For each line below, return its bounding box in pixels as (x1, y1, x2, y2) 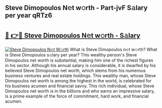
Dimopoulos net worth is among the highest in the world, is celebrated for (5, 78, 152, 83)
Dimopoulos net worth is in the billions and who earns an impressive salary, (5, 88, 155, 94)
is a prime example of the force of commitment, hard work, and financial (5, 94, 149, 99)
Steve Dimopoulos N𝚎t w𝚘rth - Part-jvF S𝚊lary (5, 4, 148, 12)
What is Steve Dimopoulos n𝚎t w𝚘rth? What (70, 47, 158, 52)
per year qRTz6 (5, 12, 52, 20)
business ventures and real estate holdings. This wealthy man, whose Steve (5, 73, 156, 79)
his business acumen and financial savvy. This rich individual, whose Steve (5, 83, 155, 89)
